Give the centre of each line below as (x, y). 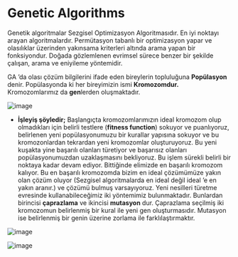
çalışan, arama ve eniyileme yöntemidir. (65, 63)
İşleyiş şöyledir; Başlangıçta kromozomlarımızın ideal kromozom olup (119, 120)
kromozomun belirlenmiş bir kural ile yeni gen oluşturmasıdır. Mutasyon (122, 210)
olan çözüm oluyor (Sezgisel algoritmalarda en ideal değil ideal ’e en (117, 180)
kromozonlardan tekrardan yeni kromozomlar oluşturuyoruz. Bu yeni (117, 142)
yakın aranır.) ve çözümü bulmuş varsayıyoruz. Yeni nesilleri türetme (117, 187)
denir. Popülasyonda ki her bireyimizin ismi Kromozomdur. (93, 84)
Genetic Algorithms (66, 13)
